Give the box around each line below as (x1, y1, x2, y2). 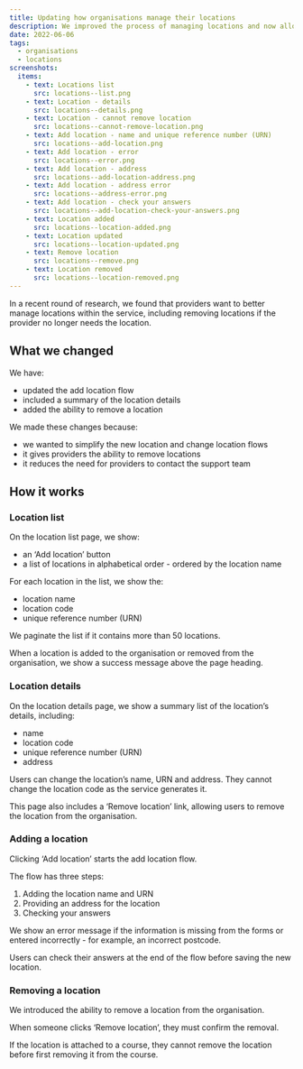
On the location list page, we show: (9, 531, 140, 542)
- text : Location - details (25, 97, 131, 106)
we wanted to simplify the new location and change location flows (22, 438, 269, 449)
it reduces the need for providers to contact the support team (22, 457, 251, 469)
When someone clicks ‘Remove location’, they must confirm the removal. (9, 1022, 280, 1033)
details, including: (9, 710, 75, 721)
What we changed (9, 344, 115, 359)
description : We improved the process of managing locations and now (9, 22, 277, 31)
